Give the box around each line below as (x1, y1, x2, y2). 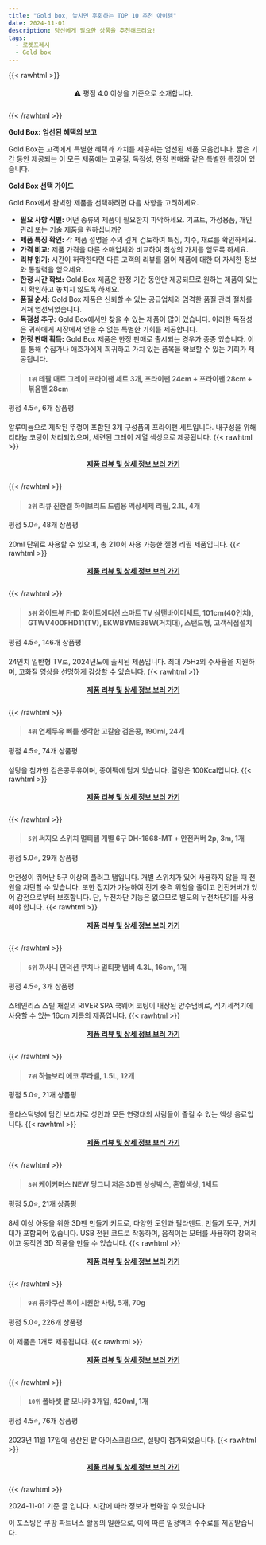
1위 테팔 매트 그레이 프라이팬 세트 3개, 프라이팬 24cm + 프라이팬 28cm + (27, 374, 253, 383)
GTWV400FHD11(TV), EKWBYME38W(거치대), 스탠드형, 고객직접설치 (27, 618, 253, 628)
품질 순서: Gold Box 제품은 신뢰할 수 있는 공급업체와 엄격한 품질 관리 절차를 (19, 295, 253, 303)
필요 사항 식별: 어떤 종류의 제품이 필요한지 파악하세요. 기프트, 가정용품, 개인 (19, 215, 253, 224)
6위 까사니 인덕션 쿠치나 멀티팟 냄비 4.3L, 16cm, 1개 (27, 962, 187, 972)
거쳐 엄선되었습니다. (19, 304, 82, 314)
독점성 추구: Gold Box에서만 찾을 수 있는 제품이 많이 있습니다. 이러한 (19, 315, 232, 323)
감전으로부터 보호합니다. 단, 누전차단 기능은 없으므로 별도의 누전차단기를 (16, 893, 240, 902)
